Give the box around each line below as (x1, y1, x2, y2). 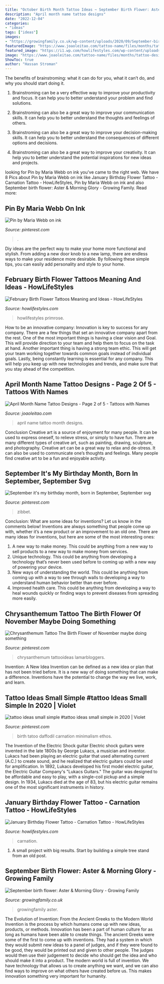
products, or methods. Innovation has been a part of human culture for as (5, 926, 153, 932)
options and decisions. (12, 140, 58, 146)
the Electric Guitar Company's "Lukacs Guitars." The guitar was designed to (5, 769, 158, 774)
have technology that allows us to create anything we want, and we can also (5, 962, 159, 968)
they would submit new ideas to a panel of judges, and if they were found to (5, 942, 158, 948)
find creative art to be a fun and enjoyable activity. (5, 455, 106, 461)
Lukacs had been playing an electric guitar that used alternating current (5, 753, 149, 759)
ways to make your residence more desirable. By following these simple (5, 256, 150, 262)
